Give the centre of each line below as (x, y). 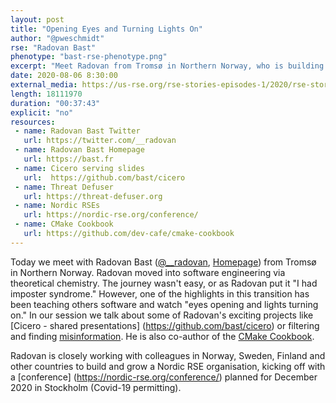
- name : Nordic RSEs (57, 206)
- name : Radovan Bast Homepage (79, 150)
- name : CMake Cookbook (64, 224)
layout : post (37, 19)
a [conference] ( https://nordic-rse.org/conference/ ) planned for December (164, 377)
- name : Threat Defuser (64, 187)
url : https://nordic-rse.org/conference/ (111, 215)
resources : (33, 122)
